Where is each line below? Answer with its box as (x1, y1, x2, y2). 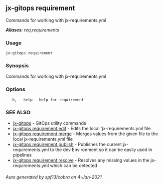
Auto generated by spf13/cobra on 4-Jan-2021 (5, 174, 102, 180)
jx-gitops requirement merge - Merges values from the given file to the (12, 131, 159, 137)
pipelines (12, 152, 32, 158)
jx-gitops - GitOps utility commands (12, 120, 86, 126)
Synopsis (5, 62, 29, 69)
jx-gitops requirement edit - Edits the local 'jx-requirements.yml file (12, 126, 151, 131)
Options (5, 86, 25, 93)
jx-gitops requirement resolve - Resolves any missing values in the (12, 157, 150, 163)
